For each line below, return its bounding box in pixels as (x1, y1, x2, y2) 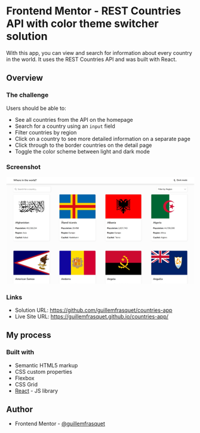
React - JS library (14, 387, 59, 394)
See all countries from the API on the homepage (14, 116, 133, 123)
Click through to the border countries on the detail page (14, 142, 152, 149)
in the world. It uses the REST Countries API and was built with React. (6, 56, 177, 63)
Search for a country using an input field (14, 122, 115, 130)
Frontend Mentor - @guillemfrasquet (14, 420, 106, 428)
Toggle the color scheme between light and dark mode (14, 148, 150, 155)
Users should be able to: (6, 105, 67, 112)
